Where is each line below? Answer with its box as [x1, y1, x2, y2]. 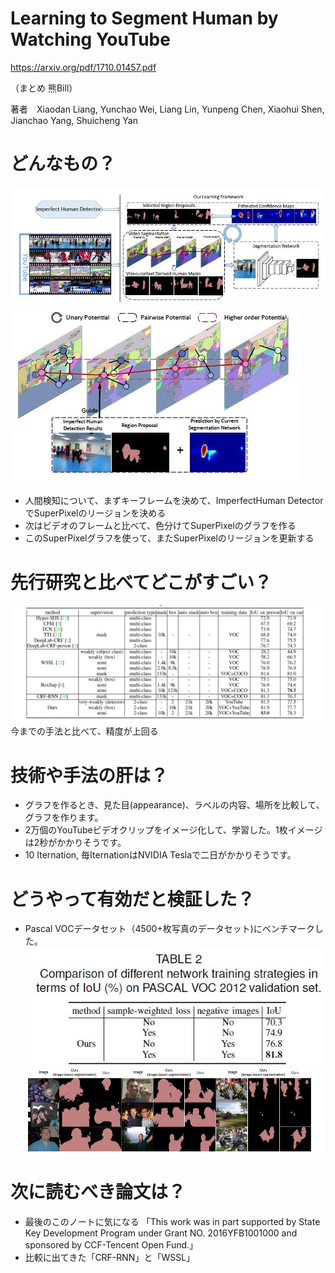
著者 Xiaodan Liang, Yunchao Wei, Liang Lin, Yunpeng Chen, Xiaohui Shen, [10, 103, 325, 115]
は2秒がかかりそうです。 [24, 837, 127, 849]
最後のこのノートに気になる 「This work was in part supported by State [24, 1215, 321, 1227]
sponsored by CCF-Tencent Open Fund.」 [24, 1238, 199, 1251]
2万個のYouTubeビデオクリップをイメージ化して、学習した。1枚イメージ [24, 824, 323, 836]
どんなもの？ [10, 153, 117, 176]
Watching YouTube [10, 28, 171, 51]
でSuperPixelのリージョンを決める [24, 507, 167, 519]
